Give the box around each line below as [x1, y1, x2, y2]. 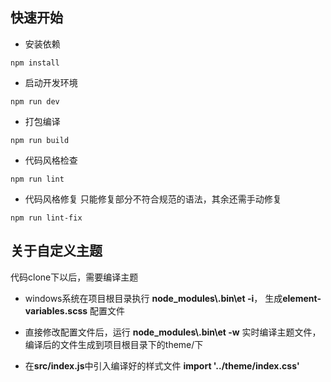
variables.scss [24, 304, 88, 317]
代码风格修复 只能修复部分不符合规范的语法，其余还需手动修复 [24, 193, 282, 205]
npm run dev [10, 96, 60, 107]
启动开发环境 [24, 76, 78, 88]
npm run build [10, 135, 70, 145]
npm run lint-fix [10, 213, 83, 223]
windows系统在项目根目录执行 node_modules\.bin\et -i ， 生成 [24, 292, 283, 304]
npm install [10, 58, 60, 68]
